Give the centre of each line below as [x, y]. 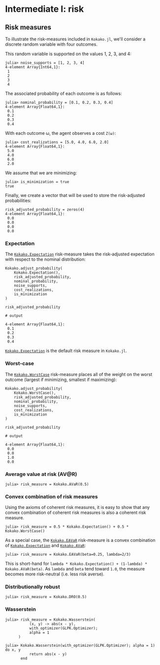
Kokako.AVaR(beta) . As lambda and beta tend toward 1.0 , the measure [75, 569]
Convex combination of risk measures [51, 497]
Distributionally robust [32, 587]
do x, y [13, 650]
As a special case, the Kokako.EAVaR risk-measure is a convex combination [80, 540]
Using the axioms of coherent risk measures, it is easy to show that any [78, 507]
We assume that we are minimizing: [41, 173]
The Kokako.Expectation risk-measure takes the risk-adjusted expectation [80, 254]
